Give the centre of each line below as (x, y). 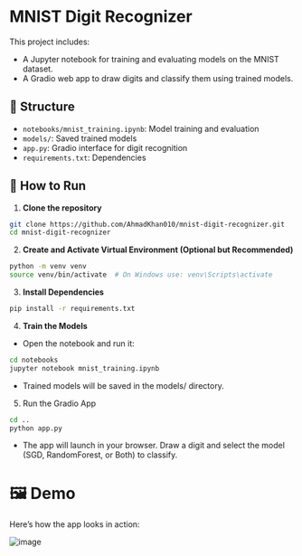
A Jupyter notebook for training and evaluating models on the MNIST (151, 59)
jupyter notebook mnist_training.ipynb (85, 368)
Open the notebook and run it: (79, 343)
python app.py (36, 428)
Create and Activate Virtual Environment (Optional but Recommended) (158, 250)
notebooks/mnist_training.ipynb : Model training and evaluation (141, 128)
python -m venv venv (48, 267)
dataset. (38, 69)
